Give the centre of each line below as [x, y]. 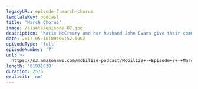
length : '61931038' [30, 66]
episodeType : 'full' [32, 44]
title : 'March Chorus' [34, 22]
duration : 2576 [25, 71]
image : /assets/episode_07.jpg [44, 28]
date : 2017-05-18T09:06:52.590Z [46, 39]
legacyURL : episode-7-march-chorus [50, 11]
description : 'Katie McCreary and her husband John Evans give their [93, 33]
